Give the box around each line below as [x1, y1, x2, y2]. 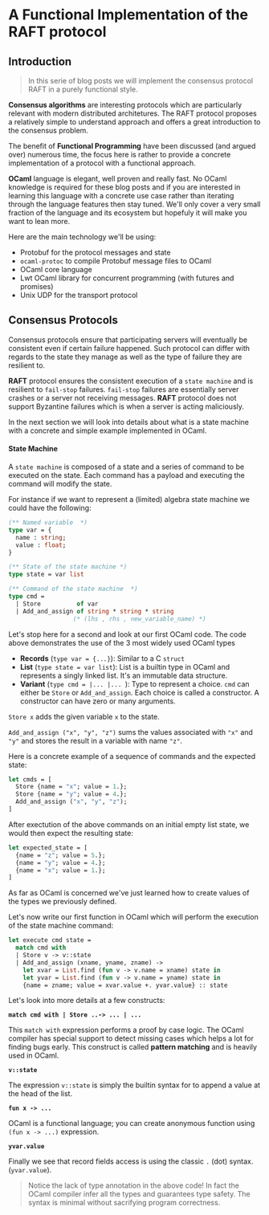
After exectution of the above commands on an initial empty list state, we [8, 819, 250, 829]
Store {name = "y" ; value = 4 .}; [15, 790, 128, 798]
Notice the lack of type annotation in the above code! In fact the [27, 1180, 239, 1190]
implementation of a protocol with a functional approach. [8, 158, 197, 168]
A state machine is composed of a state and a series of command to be [8, 462, 245, 471]
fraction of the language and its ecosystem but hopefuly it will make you [8, 208, 247, 218]
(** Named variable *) [8, 519, 88, 527]
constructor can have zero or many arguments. [19, 696, 176, 706]
